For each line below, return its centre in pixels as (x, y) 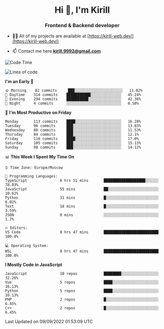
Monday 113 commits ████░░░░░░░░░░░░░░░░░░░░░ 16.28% (73, 122)
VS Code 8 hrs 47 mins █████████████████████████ (82, 232)
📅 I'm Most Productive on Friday (38, 113)
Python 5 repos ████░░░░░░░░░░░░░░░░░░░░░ (82, 291)
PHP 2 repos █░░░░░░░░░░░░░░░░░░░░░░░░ (82, 299)
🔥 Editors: (16, 228)
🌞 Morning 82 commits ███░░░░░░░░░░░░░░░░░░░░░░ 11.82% (74, 90)
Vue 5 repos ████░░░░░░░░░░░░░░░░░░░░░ (82, 282)
